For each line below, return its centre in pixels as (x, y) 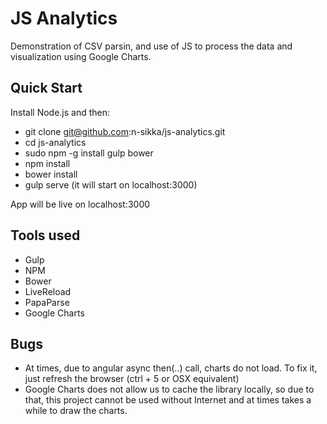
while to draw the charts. (76, 411)
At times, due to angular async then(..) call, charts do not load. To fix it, (171, 368)
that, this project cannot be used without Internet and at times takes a (168, 400)
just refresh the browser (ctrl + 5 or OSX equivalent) (132, 379)
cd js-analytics (55, 142)
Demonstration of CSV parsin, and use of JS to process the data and (151, 46)
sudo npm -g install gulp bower (89, 153)
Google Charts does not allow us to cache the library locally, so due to (169, 389)
